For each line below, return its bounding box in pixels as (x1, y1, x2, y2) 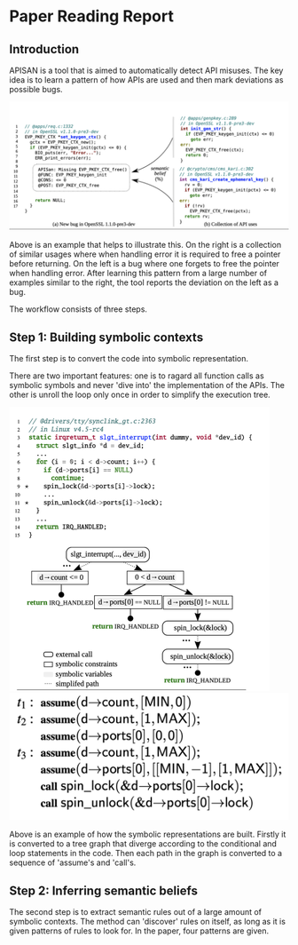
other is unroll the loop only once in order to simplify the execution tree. (9, 389, 271, 401)
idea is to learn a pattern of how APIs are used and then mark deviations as (9, 75, 284, 85)
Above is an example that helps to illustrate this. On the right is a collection (9, 240, 282, 250)
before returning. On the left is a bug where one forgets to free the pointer (9, 258, 279, 269)
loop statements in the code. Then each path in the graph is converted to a (9, 848, 282, 859)
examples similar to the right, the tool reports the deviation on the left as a (9, 277, 279, 288)
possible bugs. (9, 84, 64, 94)
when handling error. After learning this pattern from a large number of (9, 268, 268, 279)
